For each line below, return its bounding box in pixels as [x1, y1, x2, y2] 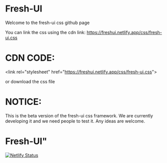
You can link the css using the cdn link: [5, 29, 86, 35]
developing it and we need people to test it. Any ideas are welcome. [5, 118, 145, 124]
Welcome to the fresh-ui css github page [5, 20, 90, 26]
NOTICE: [5, 96, 42, 108]
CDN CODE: [5, 52, 55, 64]
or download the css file [5, 78, 55, 84]
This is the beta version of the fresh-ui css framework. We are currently [5, 112, 153, 118]
